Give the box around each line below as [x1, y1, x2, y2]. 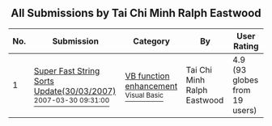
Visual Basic [125, 90, 164, 99]
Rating [233, 40, 259, 52]
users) [232, 104, 257, 115]
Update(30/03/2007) [33, 85, 117, 96]
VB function [125, 70, 170, 82]
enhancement [125, 80, 178, 91]
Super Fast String [33, 65, 100, 76]
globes [232, 74, 259, 86]
